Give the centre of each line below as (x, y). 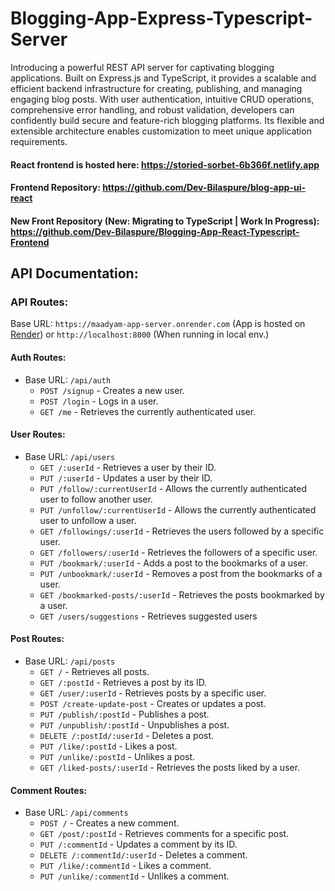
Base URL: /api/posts (70, 661)
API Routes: (39, 302)
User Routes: (38, 434)
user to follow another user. (96, 499)
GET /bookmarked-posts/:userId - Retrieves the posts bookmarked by (182, 594)
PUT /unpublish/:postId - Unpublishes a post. (134, 725)
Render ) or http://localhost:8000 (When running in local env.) (140, 334)
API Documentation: (74, 273)
